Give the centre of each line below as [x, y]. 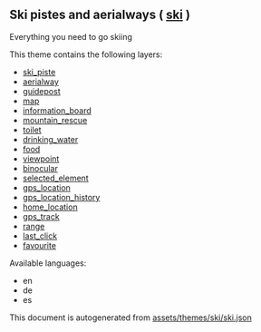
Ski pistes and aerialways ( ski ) [100, 15]
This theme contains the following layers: [86, 54]
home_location [50, 207]
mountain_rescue [55, 120]
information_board [57, 110]
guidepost [41, 91]
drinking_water [50, 139]
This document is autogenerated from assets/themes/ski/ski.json [130, 317]
